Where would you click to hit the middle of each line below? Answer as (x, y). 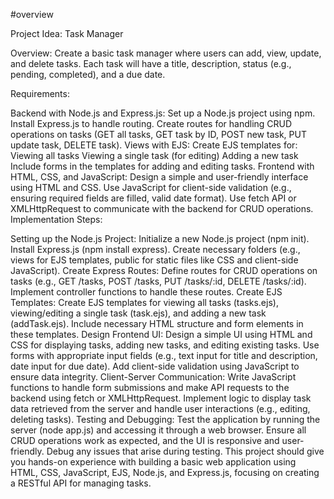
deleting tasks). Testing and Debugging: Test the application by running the (165, 419)
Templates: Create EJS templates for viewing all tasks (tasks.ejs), (144, 302)
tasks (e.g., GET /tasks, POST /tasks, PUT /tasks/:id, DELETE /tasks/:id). (158, 281)
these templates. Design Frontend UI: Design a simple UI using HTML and (161, 334)
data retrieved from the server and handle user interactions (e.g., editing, (160, 408)
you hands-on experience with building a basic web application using (153, 462)
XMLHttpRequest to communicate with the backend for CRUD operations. (162, 208)
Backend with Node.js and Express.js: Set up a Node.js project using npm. (163, 113)
